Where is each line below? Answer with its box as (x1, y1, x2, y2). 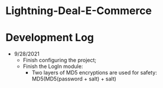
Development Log (5, 31, 94, 45)
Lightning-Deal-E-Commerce (5, 4, 152, 18)
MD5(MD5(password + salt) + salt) (31, 75, 116, 83)
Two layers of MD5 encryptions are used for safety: (31, 69, 157, 76)
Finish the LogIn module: (22, 63, 83, 70)
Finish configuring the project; (22, 57, 97, 64)
